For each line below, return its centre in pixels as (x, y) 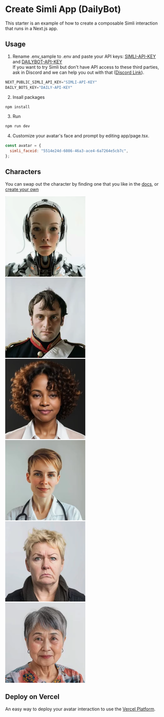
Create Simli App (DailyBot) (63, 9)
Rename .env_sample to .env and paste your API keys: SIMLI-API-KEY (84, 56)
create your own (22, 189)
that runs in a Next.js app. (32, 28)
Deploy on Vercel (32, 697)
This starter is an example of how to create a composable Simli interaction (81, 23)
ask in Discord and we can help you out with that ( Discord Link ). (78, 72)
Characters (23, 172)
